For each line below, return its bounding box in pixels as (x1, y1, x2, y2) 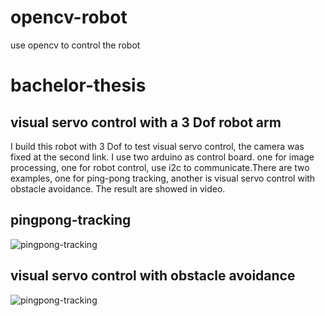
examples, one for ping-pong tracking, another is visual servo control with (10, 172, 316, 184)
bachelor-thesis (10, 74, 147, 97)
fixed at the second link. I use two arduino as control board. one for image (10, 151, 315, 163)
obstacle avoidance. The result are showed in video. (10, 182, 226, 195)
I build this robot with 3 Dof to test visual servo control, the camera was (10, 140, 305, 152)
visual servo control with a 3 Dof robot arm (10, 114, 282, 131)
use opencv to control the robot (10, 39, 141, 51)
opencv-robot (10, 6, 128, 29)
